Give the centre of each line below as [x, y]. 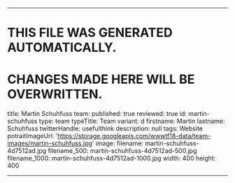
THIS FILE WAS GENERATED [90, 33]
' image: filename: [118, 143]
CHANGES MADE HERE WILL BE [101, 79]
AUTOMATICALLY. [62, 48]
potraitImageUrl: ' [33, 136]
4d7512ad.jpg [27, 151]
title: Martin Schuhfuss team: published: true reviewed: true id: [97, 114]
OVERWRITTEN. [55, 94]
